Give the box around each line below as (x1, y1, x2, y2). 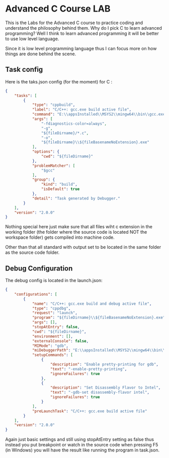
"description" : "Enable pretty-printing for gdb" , (50, 362, 158, 367)
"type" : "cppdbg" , (32, 306, 71, 311)
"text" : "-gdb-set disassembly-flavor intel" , (50, 390, 150, 395)
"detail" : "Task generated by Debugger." (32, 196, 121, 201)
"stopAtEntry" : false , (32, 325, 80, 330)
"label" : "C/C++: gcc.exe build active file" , (32, 107, 132, 112)
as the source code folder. (5, 249, 60, 255)
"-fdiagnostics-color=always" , (41, 121, 107, 126)
